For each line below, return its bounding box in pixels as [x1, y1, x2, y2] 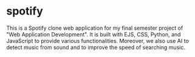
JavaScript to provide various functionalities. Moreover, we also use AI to [6, 37, 190, 44]
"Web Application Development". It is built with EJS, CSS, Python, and [6, 30, 181, 38]
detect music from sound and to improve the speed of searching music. [6, 44, 185, 51]
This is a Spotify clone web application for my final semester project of [6, 24, 183, 32]
